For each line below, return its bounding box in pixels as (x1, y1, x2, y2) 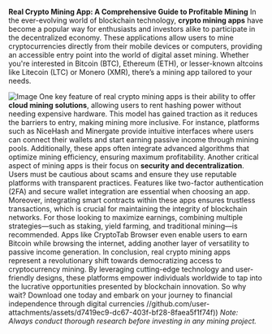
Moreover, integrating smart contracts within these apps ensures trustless (8, 195, 256, 205)
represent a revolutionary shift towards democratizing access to (8, 256, 222, 265)
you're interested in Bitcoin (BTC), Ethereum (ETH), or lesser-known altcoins (8, 59, 264, 68)
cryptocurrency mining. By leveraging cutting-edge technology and (8, 264, 234, 274)
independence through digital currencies (8, 299, 145, 308)
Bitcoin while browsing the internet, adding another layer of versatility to (8, 239, 250, 248)
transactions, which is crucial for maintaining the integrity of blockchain (8, 204, 248, 214)
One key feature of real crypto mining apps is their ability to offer (39, 92, 256, 101)
